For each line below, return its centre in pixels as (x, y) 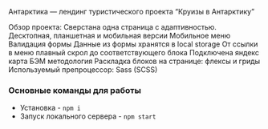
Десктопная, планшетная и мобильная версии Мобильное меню (120, 36)
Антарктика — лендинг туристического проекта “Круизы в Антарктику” (132, 12)
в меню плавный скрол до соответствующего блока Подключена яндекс (134, 52)
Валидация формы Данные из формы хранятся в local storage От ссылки (133, 44)
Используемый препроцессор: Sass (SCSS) (83, 70)
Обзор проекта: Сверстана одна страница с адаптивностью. (112, 27)
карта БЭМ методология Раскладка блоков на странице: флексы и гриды (134, 61)
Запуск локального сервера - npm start (88, 116)
